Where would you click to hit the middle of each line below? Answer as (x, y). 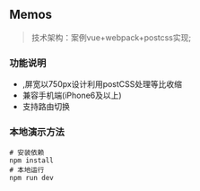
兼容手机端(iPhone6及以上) (72, 95)
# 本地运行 (27, 170)
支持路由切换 (46, 107)
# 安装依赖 (27, 153)
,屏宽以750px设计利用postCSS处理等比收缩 (102, 84)
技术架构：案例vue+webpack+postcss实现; (111, 37)
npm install (31, 161)
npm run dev (31, 178)
